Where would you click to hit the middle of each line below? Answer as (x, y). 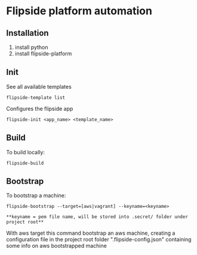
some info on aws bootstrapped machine (57, 246)
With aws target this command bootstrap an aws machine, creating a (91, 233)
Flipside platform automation (79, 11)
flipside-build (25, 163)
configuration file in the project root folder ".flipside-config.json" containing (99, 240)
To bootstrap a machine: (36, 195)
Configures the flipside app (40, 108)
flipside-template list (36, 97)
